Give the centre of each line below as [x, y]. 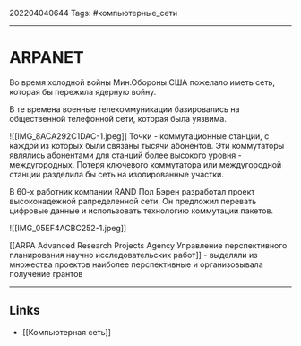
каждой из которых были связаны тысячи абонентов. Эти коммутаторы [147, 145]
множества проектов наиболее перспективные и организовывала [137, 264]
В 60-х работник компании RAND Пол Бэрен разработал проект [132, 191]
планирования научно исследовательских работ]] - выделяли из [133, 255]
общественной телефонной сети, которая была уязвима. [118, 118]
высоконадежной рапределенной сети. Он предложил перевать [133, 201]
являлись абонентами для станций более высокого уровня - [125, 155]
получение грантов [46, 273]
